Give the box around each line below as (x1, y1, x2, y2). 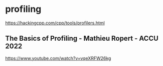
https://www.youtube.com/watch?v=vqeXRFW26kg (5, 55, 111, 61)
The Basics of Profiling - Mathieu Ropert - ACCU (5, 34, 159, 43)
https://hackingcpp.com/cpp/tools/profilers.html (5, 20, 105, 26)
